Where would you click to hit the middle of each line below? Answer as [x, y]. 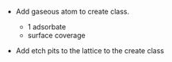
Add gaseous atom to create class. [73, 12]
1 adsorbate [47, 27]
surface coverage [56, 35]
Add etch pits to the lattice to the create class [90, 50]
